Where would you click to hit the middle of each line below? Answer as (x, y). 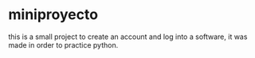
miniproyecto (53, 15)
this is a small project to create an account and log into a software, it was (128, 37)
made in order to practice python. (63, 44)
